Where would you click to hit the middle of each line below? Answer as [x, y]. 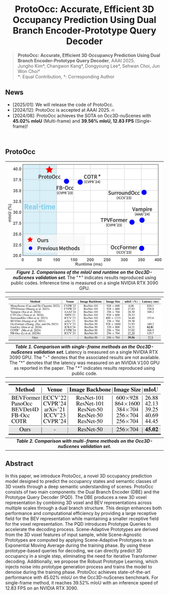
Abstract [19, 464]
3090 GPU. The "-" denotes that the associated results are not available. [84, 358]
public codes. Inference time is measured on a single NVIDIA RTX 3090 [84, 283]
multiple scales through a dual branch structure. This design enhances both [83, 508]
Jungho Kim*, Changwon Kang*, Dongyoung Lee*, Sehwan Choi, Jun [89, 66]
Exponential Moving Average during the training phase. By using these [78, 545]
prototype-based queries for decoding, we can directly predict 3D [74, 550]
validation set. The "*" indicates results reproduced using [96, 278]
